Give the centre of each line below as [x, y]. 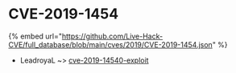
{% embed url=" [35, 36]
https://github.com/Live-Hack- [112, 36]
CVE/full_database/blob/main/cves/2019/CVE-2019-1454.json [111, 44]
